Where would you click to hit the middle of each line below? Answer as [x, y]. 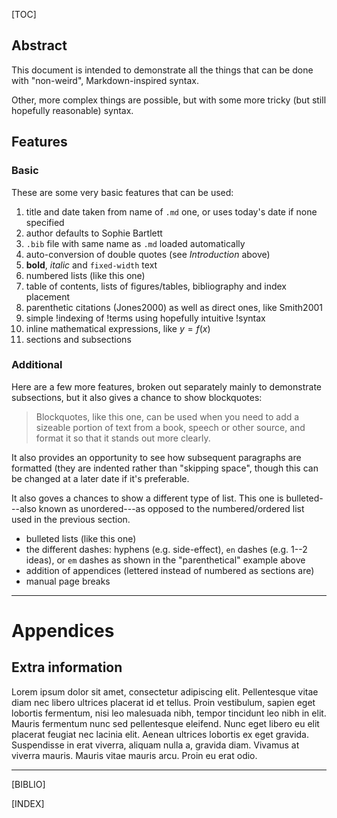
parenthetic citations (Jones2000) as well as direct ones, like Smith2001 [174, 307]
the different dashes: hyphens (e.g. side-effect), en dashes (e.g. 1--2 [166, 549]
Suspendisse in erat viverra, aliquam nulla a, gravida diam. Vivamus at [155, 745]
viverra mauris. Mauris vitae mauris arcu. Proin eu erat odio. [134, 755]
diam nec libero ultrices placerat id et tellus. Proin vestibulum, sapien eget [163, 702]
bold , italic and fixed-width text [91, 265]
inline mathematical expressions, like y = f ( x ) [118, 328]
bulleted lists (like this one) [81, 538]
